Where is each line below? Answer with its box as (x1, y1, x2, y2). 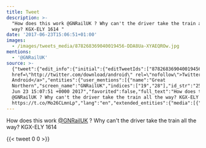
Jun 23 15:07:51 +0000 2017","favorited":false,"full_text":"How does (12, 89, 196, 95)
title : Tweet (6, 9, 40, 15)
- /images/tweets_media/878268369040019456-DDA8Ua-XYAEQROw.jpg (12, 43, 180, 50)
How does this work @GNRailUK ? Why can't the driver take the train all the (6, 117, 197, 124)
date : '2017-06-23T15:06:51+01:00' (6, 32, 97, 38)
